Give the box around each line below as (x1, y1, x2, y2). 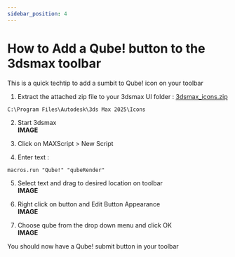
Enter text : (17, 152, 50, 162)
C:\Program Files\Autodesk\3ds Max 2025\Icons (7, 106, 146, 113)
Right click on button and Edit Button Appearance (17, 199, 161, 208)
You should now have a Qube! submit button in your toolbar (7, 242, 179, 250)
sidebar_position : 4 (7, 10, 68, 18)
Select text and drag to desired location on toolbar (17, 178, 163, 187)
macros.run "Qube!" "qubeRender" (7, 166, 105, 173)
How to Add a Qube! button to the (7, 40, 206, 56)
